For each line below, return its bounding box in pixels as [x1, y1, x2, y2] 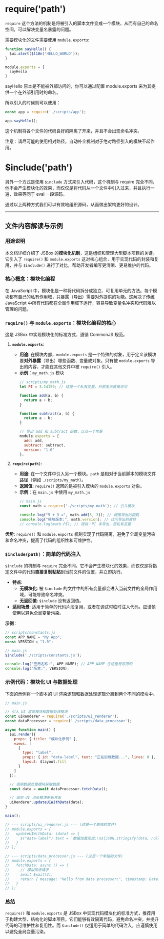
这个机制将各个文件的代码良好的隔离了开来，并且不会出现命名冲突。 [5, 128, 142, 133]
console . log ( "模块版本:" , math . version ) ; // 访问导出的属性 [19, 517, 137, 522]
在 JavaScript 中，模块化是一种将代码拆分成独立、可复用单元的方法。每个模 [5, 287, 158, 293]
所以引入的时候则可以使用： [5, 100, 61, 106]
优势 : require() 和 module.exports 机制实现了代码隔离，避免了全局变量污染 [5, 531, 156, 537]
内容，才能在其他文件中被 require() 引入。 [28, 364, 115, 370]
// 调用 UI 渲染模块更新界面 [9, 795, 61, 800]
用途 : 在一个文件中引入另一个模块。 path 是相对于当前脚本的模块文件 [19, 471, 156, 477]
